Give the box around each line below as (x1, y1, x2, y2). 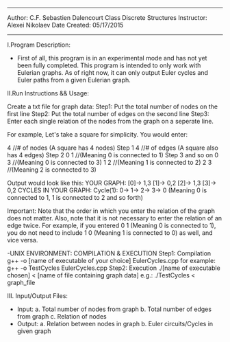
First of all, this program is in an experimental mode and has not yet (16, 54, 207, 62)
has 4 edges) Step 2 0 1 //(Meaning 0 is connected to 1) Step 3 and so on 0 (7, 151, 219, 159)
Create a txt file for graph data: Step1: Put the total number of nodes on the (7, 102, 218, 111)
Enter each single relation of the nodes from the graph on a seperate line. (7, 117, 214, 125)
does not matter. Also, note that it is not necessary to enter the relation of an (7, 214, 222, 222)
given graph (16, 327, 51, 335)
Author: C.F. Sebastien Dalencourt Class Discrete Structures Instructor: (7, 14, 207, 21)
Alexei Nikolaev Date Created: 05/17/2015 (7, 21, 124, 29)
